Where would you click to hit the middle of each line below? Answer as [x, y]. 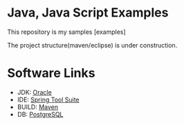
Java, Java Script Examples [88, 13]
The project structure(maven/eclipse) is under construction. [92, 45]
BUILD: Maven [38, 107]
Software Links [51, 73]
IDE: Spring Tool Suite [48, 99]
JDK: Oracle [34, 92]
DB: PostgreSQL [40, 114]
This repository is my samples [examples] [66, 32]
